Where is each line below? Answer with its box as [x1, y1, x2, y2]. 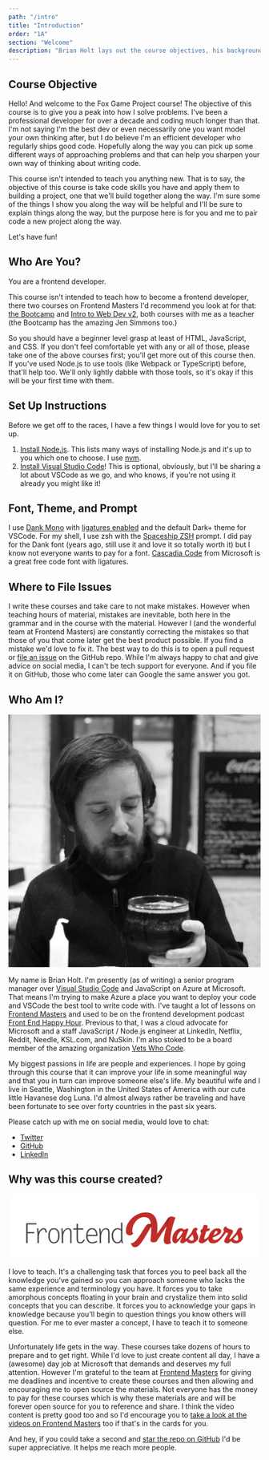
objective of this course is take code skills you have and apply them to [8, 182, 240, 192]
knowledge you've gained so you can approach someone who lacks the [8, 1276, 246, 1285]
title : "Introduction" [8, 21, 84, 30]
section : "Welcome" [8, 38, 74, 47]
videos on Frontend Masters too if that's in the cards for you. [8, 1419, 209, 1429]
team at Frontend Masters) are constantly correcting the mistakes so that [8, 627, 250, 637]
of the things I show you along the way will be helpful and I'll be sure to [8, 199, 243, 208]
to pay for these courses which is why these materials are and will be [8, 1393, 236, 1403]
